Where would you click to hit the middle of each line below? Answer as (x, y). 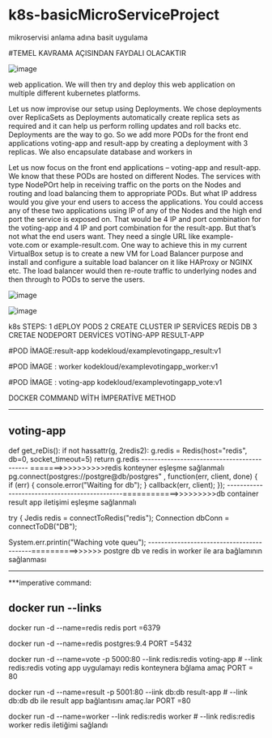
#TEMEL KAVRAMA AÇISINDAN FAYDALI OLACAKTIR (97, 53)
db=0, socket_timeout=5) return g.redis (74, 459)
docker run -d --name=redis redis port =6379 (85, 627)
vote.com (24, 245)
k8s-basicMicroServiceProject (114, 15)
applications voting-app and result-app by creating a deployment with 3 (128, 143)
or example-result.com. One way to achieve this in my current (144, 245)
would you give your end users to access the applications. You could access (136, 202)
